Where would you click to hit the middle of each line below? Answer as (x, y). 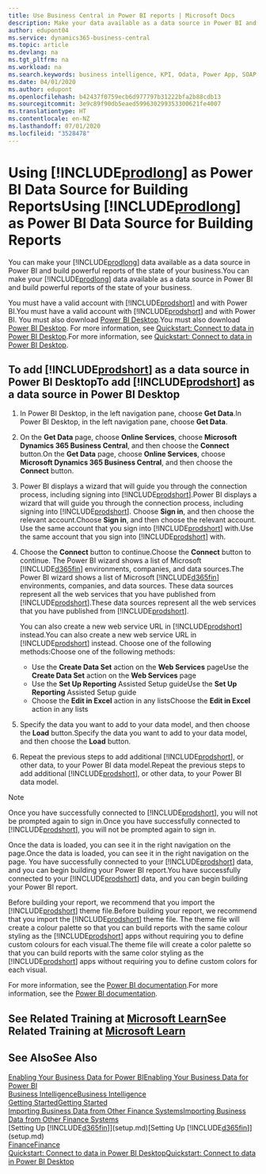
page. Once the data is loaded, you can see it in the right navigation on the (129, 854)
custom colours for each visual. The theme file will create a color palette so (130, 945)
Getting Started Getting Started (58, 1102)
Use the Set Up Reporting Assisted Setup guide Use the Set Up (134, 684)
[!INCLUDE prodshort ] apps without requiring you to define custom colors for (133, 962)
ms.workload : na (35, 67)
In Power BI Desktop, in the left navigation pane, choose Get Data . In (130, 414)
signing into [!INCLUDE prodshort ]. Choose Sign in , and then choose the (137, 511)
